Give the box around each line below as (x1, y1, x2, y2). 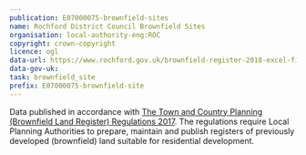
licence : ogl (9, 47, 59, 57)
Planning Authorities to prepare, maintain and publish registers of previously (9, 125, 295, 137)
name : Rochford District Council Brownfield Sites (9, 22, 206, 31)
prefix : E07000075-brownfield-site (9, 81, 145, 90)
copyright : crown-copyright (9, 38, 117, 48)
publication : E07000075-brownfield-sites (9, 13, 169, 23)
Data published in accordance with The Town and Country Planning (9, 106, 263, 117)
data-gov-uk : (9, 65, 59, 74)
